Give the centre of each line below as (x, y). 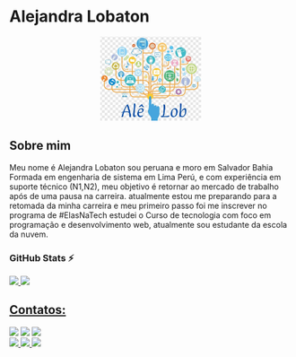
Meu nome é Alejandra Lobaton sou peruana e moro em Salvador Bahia (141, 167)
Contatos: (38, 310)
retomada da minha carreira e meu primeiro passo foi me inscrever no (138, 205)
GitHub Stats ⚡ (42, 257)
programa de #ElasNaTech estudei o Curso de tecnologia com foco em (140, 215)
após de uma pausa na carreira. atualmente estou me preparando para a (143, 196)
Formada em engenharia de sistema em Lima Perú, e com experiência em (145, 177)
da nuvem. (29, 234)
